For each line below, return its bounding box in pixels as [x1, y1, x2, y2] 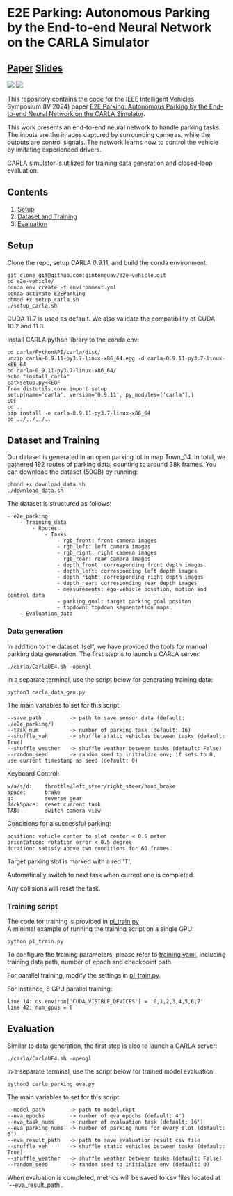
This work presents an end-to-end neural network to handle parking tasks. [7, 123, 221, 131]
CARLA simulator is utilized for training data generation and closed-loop [7, 159, 214, 167]
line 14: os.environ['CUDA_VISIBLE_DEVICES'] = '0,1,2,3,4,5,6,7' [7, 998, 204, 1005]
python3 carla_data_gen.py [7, 689, 86, 696]
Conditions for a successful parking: [7, 819, 111, 827]
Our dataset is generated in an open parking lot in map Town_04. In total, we [7, 453, 226, 461]
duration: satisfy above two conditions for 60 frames [7, 845, 170, 852]
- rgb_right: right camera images [56, 550, 157, 557]
